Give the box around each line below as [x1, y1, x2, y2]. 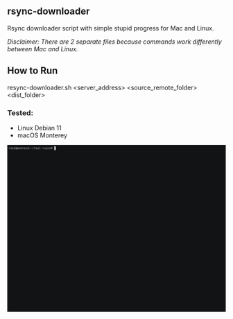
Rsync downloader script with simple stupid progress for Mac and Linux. [7, 24, 214, 32]
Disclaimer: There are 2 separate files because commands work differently [7, 37, 222, 46]
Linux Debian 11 [17, 123, 62, 132]
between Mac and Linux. [7, 44, 78, 53]
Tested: [7, 107, 33, 117]
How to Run [7, 65, 58, 77]
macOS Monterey [17, 131, 68, 139]
